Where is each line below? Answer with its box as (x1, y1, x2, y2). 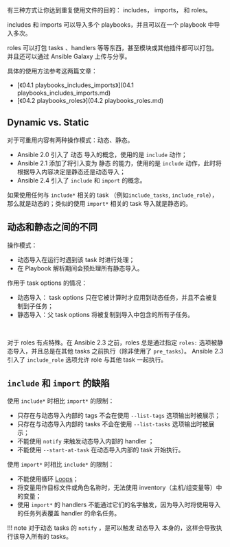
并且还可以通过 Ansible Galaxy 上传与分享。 (7, 52, 131, 60)
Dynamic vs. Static (7, 117, 89, 128)
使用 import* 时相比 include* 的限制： (7, 461, 115, 469)
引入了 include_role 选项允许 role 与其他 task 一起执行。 (7, 356, 168, 364)
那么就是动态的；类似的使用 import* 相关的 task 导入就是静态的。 (7, 199, 192, 207)
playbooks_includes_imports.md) (16, 89, 111, 97)
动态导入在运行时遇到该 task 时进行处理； (16, 255, 135, 264)
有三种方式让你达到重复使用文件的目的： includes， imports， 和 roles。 (7, 6, 211, 14)
